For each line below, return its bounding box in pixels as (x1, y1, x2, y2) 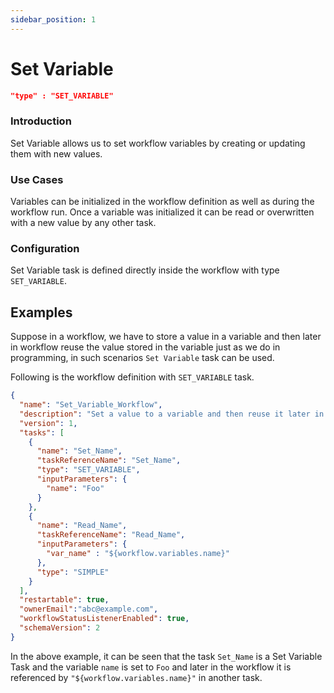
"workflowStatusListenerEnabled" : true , (19, 614, 190, 624)
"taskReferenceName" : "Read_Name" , (36, 530, 186, 540)
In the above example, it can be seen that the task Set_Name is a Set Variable (10, 650, 323, 662)
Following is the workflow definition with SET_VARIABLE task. (10, 371, 255, 383)
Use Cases (10, 172, 64, 186)
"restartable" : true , (19, 595, 110, 605)
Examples (10, 304, 73, 321)
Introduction (10, 114, 72, 128)
